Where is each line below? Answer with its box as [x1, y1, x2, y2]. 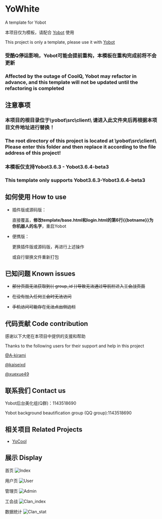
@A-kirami [5, 353, 27, 358]
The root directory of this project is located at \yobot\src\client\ [5, 137, 157, 144]
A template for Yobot [5, 19, 46, 25]
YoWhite [5, 3, 40, 15]
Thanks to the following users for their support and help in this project [5, 343, 144, 349]
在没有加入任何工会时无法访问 [12, 293, 72, 299]
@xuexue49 [5, 371, 29, 377]
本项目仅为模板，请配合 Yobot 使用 [5, 29, 74, 35]
